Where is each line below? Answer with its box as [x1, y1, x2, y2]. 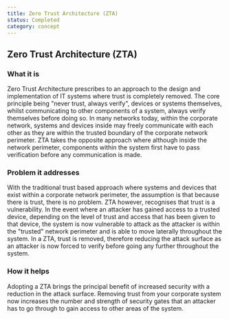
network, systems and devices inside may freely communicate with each [7, 121, 213, 130]
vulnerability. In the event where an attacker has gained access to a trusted [7, 205, 220, 214]
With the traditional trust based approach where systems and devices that [7, 183, 217, 192]
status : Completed [7, 17, 60, 23]
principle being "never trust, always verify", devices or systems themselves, [7, 99, 222, 107]
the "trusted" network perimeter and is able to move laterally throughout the [7, 227, 222, 236]
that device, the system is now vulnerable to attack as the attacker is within [7, 220, 220, 228]
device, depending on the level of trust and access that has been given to [7, 213, 215, 221]
